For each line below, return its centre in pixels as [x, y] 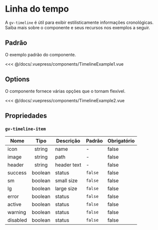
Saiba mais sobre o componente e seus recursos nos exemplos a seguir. [78, 27]
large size [66, 189]
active [15, 204]
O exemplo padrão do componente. [41, 54]
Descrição [68, 141]
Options [18, 80]
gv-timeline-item [26, 129]
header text [68, 165]
